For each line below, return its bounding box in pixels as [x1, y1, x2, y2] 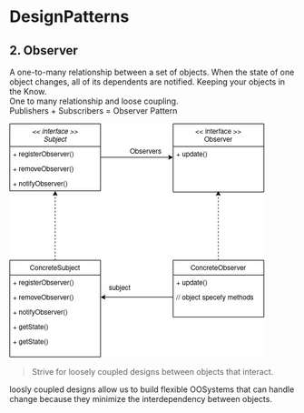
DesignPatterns [9, 6, 130, 27]
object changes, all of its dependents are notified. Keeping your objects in [9, 76, 286, 87]
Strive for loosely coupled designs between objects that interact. [31, 367, 274, 377]
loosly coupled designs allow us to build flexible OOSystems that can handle [9, 384, 295, 395]
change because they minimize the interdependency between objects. [9, 394, 272, 404]
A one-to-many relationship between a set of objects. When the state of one [9, 66, 295, 77]
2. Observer [9, 43, 79, 58]
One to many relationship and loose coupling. [9, 96, 179, 106]
